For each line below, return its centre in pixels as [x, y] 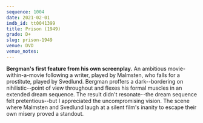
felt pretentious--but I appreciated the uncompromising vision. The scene [98, 101]
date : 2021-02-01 [28, 18]
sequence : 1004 [25, 12]
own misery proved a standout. [45, 113]
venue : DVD [20, 46]
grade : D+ [19, 35]
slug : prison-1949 [29, 40]
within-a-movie [25, 75]
